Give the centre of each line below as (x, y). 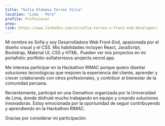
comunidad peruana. (26, 83)
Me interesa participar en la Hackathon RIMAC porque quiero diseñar (75, 68)
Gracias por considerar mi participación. (46, 118)
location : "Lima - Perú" (31, 14)
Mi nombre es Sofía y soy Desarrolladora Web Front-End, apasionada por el (82, 42)
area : (11, 23)
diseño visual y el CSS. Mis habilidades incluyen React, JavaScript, (73, 47)
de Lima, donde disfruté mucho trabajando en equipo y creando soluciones (82, 98)
